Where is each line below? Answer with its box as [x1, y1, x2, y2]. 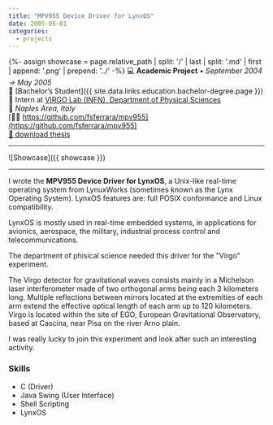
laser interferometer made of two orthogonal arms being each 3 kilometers [8, 284, 258, 293]
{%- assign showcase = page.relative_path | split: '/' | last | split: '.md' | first [8, 57, 262, 67]
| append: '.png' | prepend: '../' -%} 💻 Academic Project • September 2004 [8, 66, 262, 76]
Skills [8, 363, 31, 375]
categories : [8, 27, 49, 35]
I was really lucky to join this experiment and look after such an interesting [8, 334, 257, 344]
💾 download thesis [8, 129, 71, 139]
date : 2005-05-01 [8, 20, 67, 28]
